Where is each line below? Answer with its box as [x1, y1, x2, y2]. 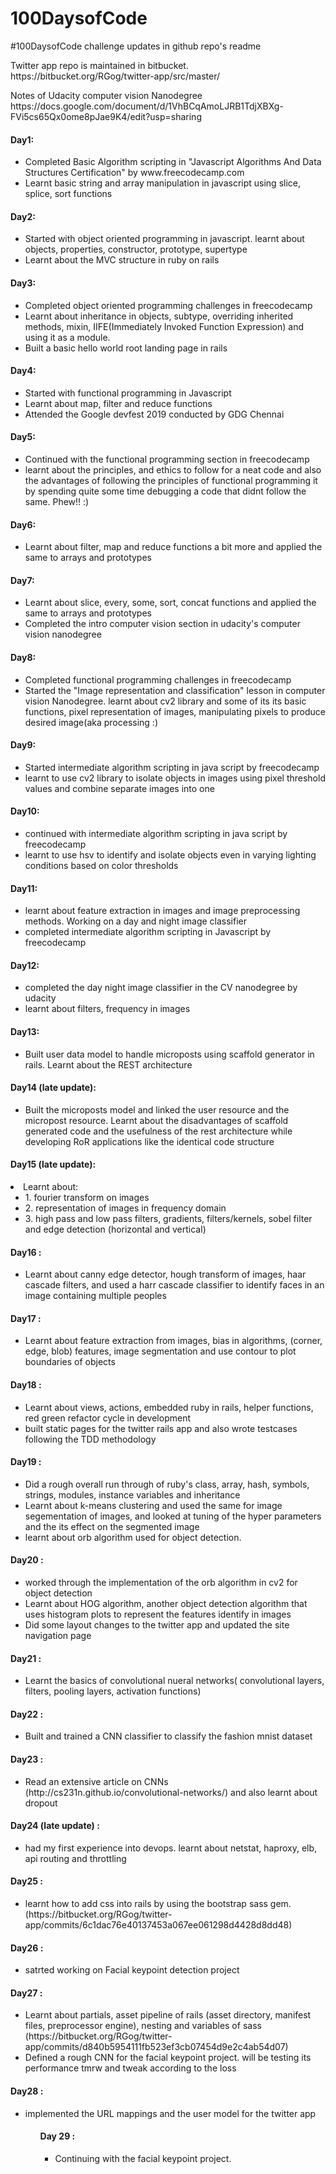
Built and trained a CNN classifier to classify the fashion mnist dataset [24, 1730, 313, 1742]
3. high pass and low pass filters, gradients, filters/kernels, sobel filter [24, 1212, 313, 1224]
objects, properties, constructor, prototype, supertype [24, 243, 248, 256]
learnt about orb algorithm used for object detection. [24, 1531, 242, 1543]
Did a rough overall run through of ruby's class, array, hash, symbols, [24, 1478, 310, 1490]
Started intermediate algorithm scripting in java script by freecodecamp [24, 761, 320, 773]
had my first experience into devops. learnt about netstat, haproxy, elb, [24, 1842, 318, 1854]
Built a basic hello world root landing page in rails [24, 342, 228, 354]
